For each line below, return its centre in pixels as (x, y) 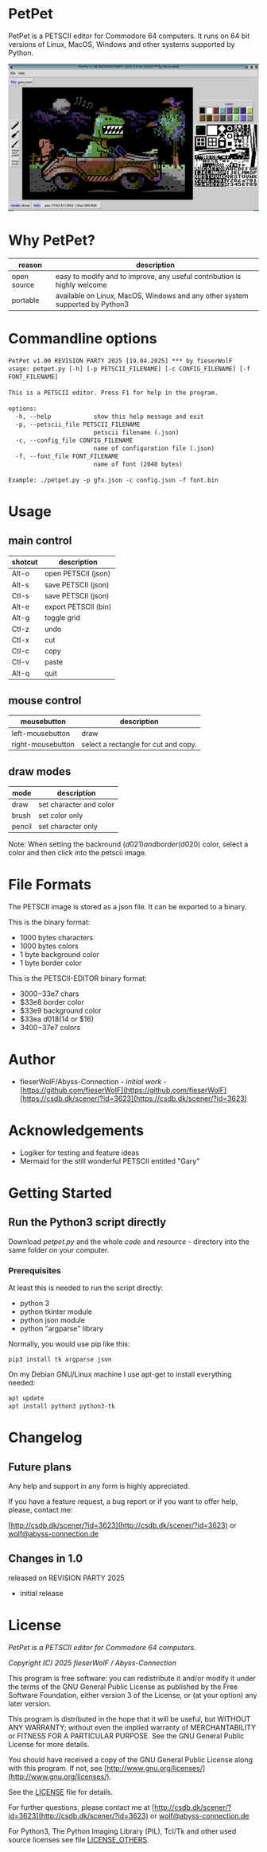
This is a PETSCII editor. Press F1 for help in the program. (113, 393)
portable (25, 300)
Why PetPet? (52, 240)
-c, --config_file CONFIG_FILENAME (74, 440)
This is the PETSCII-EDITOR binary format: (77, 978)
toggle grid (63, 618)
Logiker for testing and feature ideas (79, 1153)
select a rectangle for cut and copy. (139, 744)
